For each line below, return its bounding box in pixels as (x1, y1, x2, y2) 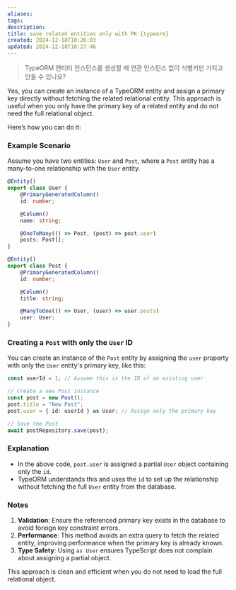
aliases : (7, 10, 33, 18)
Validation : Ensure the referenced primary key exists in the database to (17, 516, 226, 525)
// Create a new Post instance (7, 387, 100, 395)
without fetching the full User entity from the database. (17, 482, 177, 491)
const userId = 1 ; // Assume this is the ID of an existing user (7, 375, 203, 382)
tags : (7, 17, 23, 24)
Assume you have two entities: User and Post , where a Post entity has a (7, 157, 215, 165)
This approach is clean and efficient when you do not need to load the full (7, 567, 223, 576)
